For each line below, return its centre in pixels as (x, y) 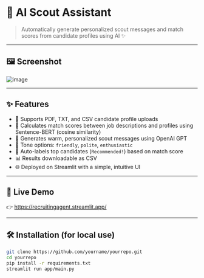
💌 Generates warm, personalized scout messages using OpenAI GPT (101, 138)
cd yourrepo (21, 258)
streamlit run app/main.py (40, 269)
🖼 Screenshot (34, 62)
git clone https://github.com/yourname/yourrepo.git (74, 252)
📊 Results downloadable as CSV (56, 158)
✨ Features (28, 104)
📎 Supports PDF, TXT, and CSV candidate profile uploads (87, 119)
